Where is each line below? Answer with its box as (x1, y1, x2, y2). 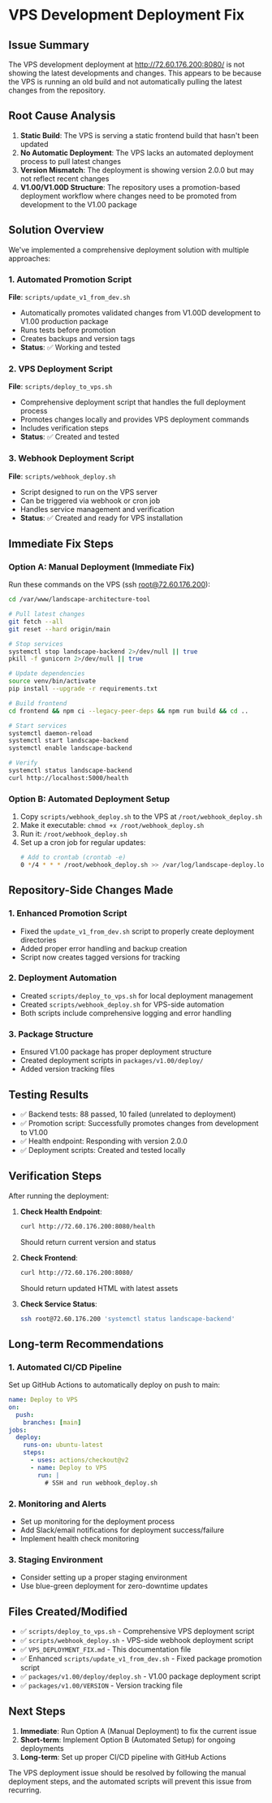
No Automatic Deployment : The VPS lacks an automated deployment (19, 148, 254, 158)
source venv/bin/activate (8, 677, 96, 686)
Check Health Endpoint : (19, 1207, 103, 1216)
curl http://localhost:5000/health (8, 774, 129, 782)
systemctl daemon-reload (8, 729, 93, 737)
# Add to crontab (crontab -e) (19, 853, 127, 862)
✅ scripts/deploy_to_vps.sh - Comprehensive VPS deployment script (19, 1627, 255, 1636)
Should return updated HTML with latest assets (19, 1283, 179, 1293)
